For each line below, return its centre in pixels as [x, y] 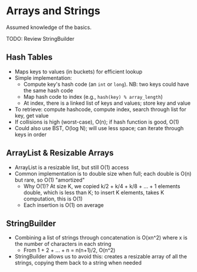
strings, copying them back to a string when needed [78, 263]
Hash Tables [29, 57]
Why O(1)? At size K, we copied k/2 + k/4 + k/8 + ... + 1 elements [102, 186]
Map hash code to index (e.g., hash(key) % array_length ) [93, 96]
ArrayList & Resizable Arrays [60, 153]
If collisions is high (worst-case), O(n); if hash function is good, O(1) [97, 122]
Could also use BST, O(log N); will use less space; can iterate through [99, 128]
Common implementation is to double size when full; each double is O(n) [103, 173]
